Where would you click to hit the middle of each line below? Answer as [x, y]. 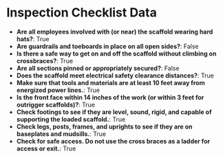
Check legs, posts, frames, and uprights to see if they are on [105, 126]
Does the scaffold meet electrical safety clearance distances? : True [115, 75]
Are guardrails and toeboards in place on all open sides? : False [107, 46]
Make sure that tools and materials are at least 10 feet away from [110, 82]
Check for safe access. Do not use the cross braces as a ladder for [113, 141]
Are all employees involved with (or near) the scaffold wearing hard [115, 32]
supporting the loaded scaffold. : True [71, 119]
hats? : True [33, 38]
